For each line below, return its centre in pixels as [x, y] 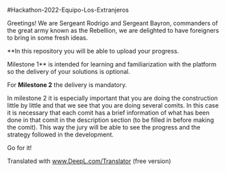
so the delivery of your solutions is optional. [69, 72]
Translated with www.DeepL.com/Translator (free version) [89, 161]
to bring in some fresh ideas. [48, 38]
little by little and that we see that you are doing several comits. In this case [113, 105]
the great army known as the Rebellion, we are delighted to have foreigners [113, 30]
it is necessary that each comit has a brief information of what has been [109, 113]
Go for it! [20, 148]
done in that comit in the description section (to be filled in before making [111, 120]
